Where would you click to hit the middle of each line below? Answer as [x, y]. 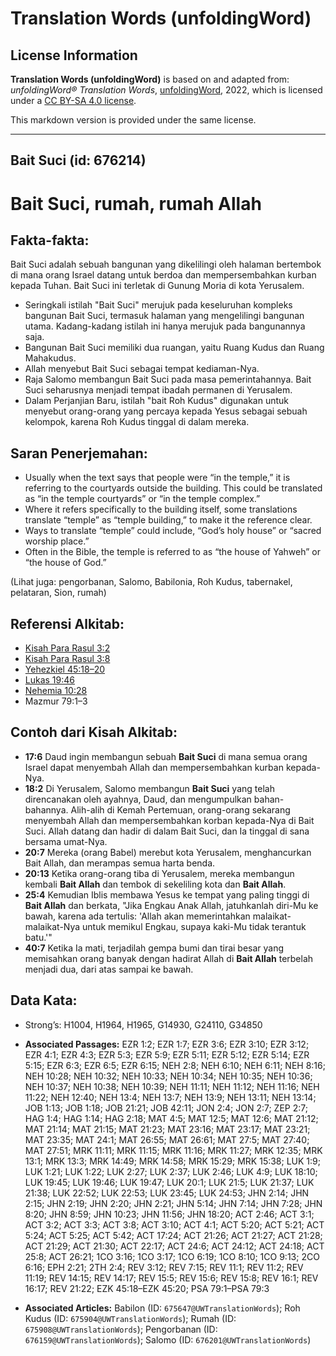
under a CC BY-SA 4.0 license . [73, 100]
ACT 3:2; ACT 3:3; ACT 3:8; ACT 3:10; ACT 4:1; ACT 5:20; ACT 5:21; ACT [174, 1224]
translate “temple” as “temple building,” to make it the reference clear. [168, 520]
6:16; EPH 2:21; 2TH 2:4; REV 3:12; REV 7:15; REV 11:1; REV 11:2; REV [164, 1267]
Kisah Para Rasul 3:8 [67, 659]
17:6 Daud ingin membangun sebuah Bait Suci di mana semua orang [166, 756]
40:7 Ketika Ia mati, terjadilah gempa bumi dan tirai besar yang [154, 948]
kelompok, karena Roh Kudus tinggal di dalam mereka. [137, 422]
